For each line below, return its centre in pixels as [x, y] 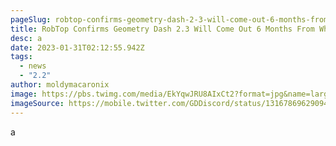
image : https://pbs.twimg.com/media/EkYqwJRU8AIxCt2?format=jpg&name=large [171, 94]
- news [33, 66]
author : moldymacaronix [60, 85]
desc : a [26, 38]
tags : [21, 57]
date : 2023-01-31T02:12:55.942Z [77, 47]
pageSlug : [31, 19]
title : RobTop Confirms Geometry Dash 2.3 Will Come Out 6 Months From [162, 29]
